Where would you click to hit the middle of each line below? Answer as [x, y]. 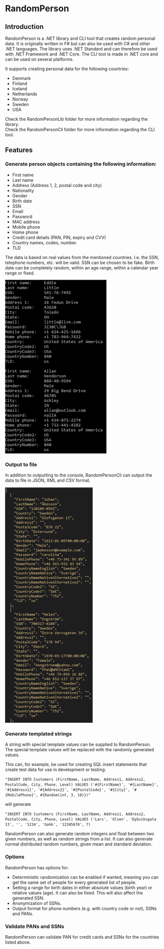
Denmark [21, 78]
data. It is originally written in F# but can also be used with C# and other [78, 44]
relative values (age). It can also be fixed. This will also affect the [77, 893]
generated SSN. [28, 898]
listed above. [18, 942]
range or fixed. [20, 273]
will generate [18, 804]
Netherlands [25, 94]
